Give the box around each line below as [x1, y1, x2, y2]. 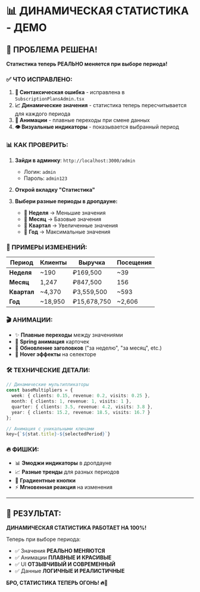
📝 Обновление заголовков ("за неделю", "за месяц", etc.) [14, 344, 162, 351]
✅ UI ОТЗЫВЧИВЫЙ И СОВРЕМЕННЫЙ [14, 560, 116, 568]
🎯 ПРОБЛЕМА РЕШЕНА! [6, 45, 98, 55]
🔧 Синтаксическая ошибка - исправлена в [14, 89, 125, 96]
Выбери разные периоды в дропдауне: [14, 197, 118, 205]
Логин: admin [23, 168, 57, 175]
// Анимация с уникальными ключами [6, 426, 95, 432]
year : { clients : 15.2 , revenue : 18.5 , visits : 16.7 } [11, 409, 151, 415]
